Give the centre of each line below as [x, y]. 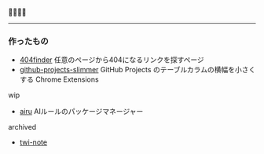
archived [22, 127]
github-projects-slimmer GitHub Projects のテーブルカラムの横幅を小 [130, 70]
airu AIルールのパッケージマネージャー [81, 112]
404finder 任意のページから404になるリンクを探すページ [112, 60]
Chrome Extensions [67, 79]
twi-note [33, 142]
